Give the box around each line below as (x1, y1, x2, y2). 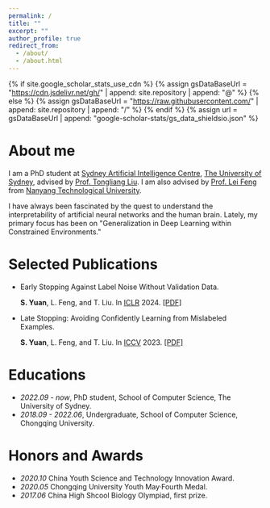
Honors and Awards (8, 446, 143, 464)
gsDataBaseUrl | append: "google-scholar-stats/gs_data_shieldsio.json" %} (8, 113, 260, 123)
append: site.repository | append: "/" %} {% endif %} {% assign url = (8, 104, 238, 114)
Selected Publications (8, 255, 159, 273)
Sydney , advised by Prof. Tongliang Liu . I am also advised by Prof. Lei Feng (8, 177, 257, 187)
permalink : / (8, 11, 52, 20)
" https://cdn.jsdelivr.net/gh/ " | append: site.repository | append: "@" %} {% (8, 87, 260, 97)
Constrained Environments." (8, 227, 102, 237)
